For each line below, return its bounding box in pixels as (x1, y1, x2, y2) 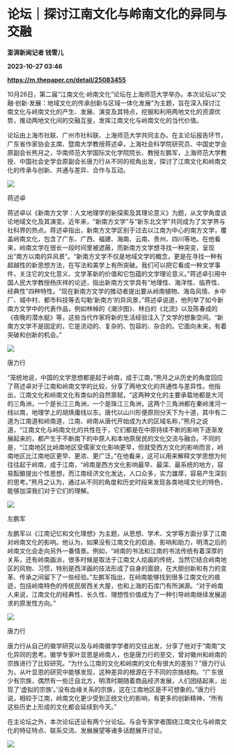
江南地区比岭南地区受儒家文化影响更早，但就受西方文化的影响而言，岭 (22, 443, 224, 451)
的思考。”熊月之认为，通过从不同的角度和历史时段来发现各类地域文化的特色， (7, 478, 227, 486)
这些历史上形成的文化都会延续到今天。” (7, 702, 117, 711)
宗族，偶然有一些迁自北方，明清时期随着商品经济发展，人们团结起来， (19, 676, 221, 685)
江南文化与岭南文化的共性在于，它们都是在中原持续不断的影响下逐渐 (22, 425, 218, 434)
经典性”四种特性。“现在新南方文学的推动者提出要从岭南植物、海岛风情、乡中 (7, 287, 226, 295)
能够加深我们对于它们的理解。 (7, 486, 93, 495)
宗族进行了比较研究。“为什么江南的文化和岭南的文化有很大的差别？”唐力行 (7, 659, 221, 667)
